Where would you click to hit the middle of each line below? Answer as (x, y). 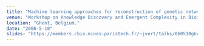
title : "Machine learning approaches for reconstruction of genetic (95, 12)
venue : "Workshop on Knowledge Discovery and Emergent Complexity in (96, 17)
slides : (16, 34)
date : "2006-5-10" (29, 28)
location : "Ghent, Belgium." (43, 23)
